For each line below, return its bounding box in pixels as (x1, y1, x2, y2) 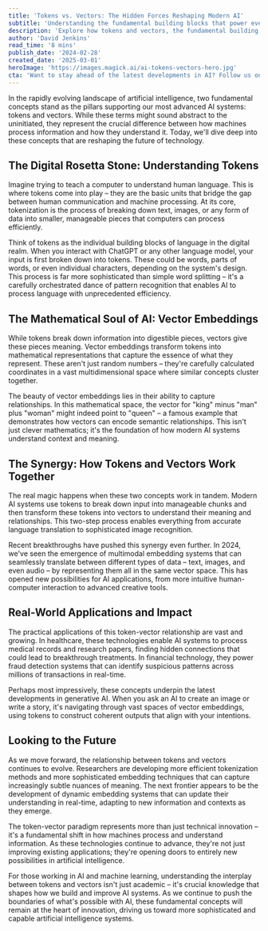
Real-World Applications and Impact (8, 605, 193, 620)
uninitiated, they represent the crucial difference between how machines (8, 118, 247, 128)
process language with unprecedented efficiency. (8, 289, 171, 298)
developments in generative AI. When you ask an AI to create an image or (8, 693, 250, 703)
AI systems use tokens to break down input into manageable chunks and (8, 499, 247, 509)
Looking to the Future (8, 733, 117, 748)
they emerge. (8, 805, 52, 816)
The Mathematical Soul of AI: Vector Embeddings (8, 312, 259, 326)
